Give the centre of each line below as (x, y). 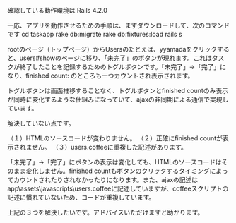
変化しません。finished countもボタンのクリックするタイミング (118, 171)
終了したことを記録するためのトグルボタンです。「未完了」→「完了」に (123, 67)
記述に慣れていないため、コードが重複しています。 (81, 197)
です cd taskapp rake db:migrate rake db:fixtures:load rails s (95, 34)
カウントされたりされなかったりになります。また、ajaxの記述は (106, 180)
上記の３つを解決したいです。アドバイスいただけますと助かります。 (106, 212)
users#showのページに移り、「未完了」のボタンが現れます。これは (116, 58)
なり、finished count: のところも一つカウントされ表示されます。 (101, 76)
